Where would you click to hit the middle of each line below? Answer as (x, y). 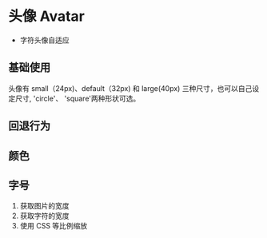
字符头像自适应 (44, 40)
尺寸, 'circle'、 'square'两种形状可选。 (78, 98)
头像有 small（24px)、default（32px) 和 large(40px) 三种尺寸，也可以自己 (130, 88)
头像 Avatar (47, 16)
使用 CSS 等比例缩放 (54, 226)
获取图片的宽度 (44, 206)
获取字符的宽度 (44, 216)
